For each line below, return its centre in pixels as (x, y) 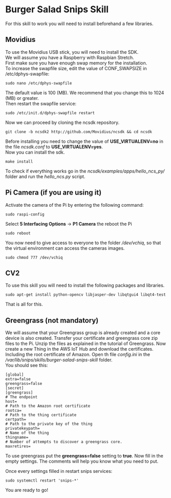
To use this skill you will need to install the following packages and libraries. (85, 286)
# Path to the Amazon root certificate (48, 406)
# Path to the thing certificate (41, 415)
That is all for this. (24, 304)
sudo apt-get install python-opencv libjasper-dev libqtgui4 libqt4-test (86, 295)
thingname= (17, 438)
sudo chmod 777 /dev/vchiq (34, 257)
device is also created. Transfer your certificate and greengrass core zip (81, 338)
